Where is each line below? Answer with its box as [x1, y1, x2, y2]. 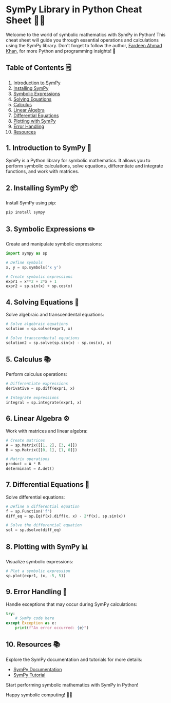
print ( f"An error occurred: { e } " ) [15, 625, 89, 631]
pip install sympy [6, 210, 45, 215]
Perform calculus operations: [6, 371, 67, 377]
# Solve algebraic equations [6, 321, 68, 327]
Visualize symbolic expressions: [6, 559, 73, 564]
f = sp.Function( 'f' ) [6, 508, 52, 514]
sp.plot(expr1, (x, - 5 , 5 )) [6, 573, 66, 578]
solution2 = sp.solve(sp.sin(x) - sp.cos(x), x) [6, 340, 112, 345]
